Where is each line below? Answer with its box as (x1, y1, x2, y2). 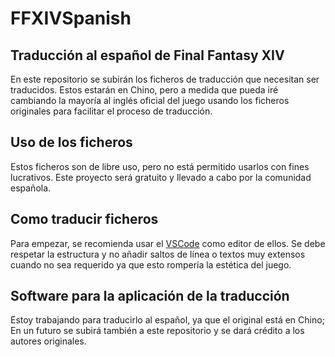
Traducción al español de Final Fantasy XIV (10, 47, 285, 64)
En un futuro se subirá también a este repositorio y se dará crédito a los (10, 325, 305, 337)
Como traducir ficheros (10, 211, 159, 228)
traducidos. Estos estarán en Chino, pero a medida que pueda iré (10, 84, 279, 96)
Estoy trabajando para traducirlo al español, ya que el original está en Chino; (10, 314, 325, 326)
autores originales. (10, 335, 87, 347)
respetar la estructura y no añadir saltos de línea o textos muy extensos (10, 248, 306, 260)
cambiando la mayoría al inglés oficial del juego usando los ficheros (10, 95, 290, 106)
